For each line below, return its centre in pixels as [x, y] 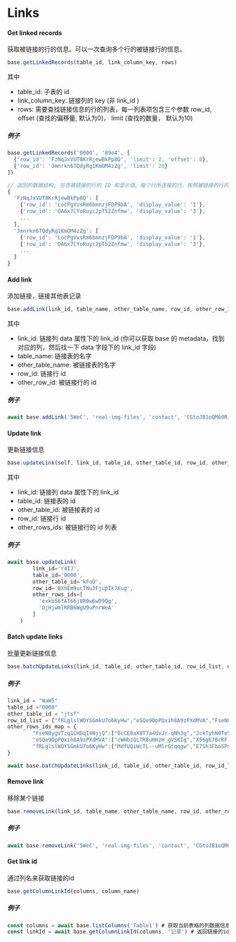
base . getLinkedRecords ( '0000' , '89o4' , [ [69, 153]
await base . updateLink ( [42, 562]
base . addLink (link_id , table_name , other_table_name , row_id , [100, 309]
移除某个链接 [26, 798]
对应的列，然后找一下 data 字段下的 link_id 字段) [87, 347]
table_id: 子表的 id [44, 92]
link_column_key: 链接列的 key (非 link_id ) [78, 100]
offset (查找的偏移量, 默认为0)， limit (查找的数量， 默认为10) [105, 118]
